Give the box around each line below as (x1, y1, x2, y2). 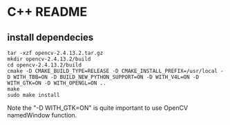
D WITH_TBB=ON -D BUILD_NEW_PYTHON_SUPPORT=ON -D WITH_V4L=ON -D (7, 73, 199, 80)
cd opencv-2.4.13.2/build (7, 62, 82, 69)
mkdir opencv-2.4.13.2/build (7, 56, 91, 62)
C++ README (7, 4, 88, 20)
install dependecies (7, 32, 94, 43)
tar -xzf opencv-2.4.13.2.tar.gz (7, 49, 104, 56)
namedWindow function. (7, 111, 77, 119)
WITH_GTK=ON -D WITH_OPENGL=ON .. (7, 80, 107, 87)
